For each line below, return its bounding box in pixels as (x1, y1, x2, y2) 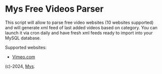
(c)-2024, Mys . (5, 63, 36, 69)
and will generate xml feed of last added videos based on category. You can (5, 24, 158, 30)
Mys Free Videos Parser (5, 3, 104, 15)
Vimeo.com (12, 54, 36, 59)
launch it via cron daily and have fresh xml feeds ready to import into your (5, 30, 153, 36)
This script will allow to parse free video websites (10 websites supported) (5, 19, 154, 25)
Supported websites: (5, 44, 47, 50)
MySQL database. (5, 35, 41, 41)
